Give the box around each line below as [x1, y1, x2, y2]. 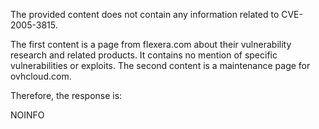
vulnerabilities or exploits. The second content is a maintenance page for [10, 60, 311, 71]
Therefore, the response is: [10, 90, 123, 101]
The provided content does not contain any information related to [10, 9, 280, 20]
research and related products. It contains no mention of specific [10, 49, 278, 61]
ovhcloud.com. [10, 70, 72, 82]
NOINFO [10, 109, 45, 121]
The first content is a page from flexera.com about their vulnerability [10, 39, 292, 50]
